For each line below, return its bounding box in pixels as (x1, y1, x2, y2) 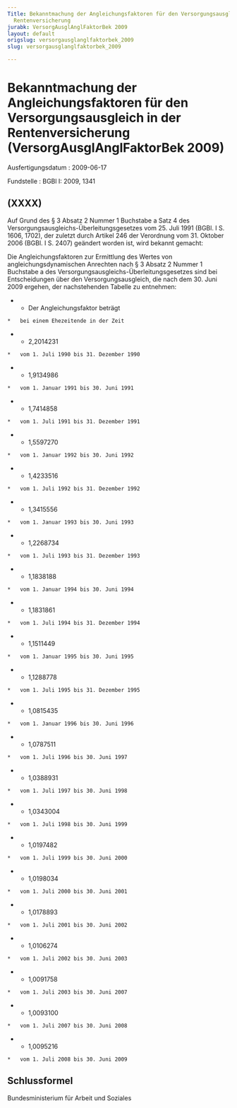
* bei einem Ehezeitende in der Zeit (7, 317, 125, 324)
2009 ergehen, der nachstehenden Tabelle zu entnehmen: (7, 282, 177, 290)
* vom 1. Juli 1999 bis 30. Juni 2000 (7, 854, 128, 861)
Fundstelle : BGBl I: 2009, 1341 (7, 177, 95, 185)
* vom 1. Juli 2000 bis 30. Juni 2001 (7, 888, 128, 895)
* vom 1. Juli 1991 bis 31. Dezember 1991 (7, 418, 140, 425)
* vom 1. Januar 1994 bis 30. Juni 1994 (7, 586, 134, 593)
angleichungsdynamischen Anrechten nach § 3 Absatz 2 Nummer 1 (7, 259, 203, 269)
